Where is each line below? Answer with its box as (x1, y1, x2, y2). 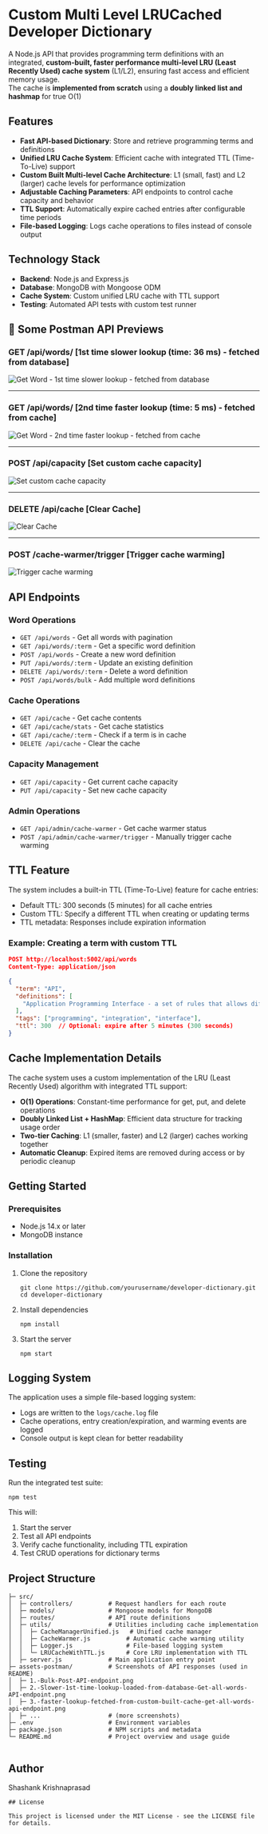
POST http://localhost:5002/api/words (8, 956, 137, 964)
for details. (8, 1819, 52, 1827)
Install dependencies (19, 1305, 89, 1314)
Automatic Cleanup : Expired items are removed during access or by (19, 1148, 246, 1157)
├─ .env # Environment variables (8, 1719, 191, 1727)
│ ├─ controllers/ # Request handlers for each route (8, 1600, 227, 1608)
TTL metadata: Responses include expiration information (19, 917, 207, 927)
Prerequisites (8, 1204, 61, 1214)
